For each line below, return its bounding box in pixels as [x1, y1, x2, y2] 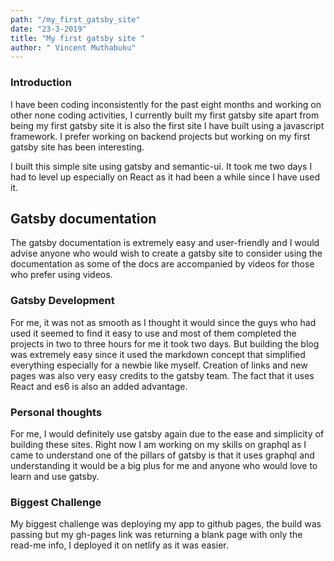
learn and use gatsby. [10, 470, 100, 482]
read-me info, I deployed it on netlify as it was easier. [10, 539, 229, 551]
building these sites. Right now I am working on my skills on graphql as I [10, 438, 307, 450]
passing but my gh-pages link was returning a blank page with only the [10, 529, 303, 541]
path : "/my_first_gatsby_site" [10, 14, 141, 25]
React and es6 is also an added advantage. [10, 380, 188, 392]
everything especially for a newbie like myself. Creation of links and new [10, 359, 308, 371]
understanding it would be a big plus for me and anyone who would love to [10, 459, 318, 471]
